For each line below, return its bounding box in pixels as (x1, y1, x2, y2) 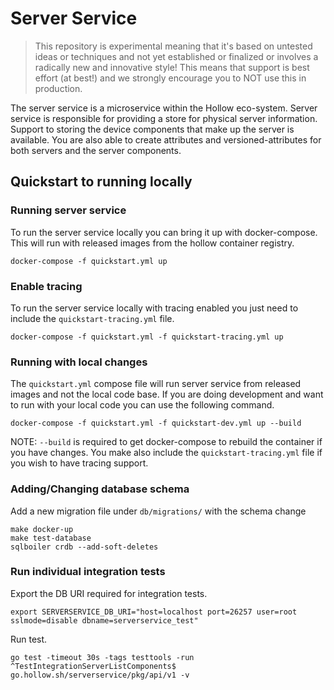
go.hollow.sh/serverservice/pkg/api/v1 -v (10, 670, 190, 680)
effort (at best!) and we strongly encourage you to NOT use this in (34, 72, 307, 84)
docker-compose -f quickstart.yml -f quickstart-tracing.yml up (10, 332, 284, 342)
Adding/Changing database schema (10, 482, 190, 496)
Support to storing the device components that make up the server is (10, 123, 295, 135)
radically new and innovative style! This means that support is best (34, 61, 310, 73)
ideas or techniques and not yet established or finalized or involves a (34, 50, 319, 62)
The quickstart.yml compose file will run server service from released (10, 378, 302, 390)
